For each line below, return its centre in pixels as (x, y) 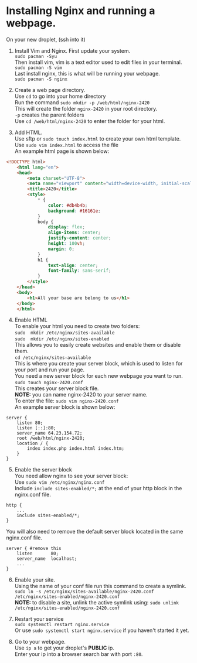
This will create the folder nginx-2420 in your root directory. (86, 108)
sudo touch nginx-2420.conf (49, 383)
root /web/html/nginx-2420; (51, 438)
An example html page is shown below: (62, 151)
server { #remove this (34, 549)
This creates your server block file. (57, 388)
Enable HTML (31, 320)
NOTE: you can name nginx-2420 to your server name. (81, 395)
